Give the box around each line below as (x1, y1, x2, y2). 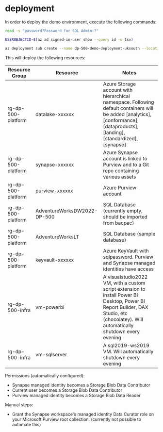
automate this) (12, 421, 41, 427)
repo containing (103, 167, 139, 174)
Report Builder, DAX (103, 304, 149, 311)
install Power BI (103, 292, 138, 299)
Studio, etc (103, 310, 128, 316)
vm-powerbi (35, 304, 65, 311)
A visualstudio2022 (103, 273, 148, 280)
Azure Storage (103, 81, 136, 87)
